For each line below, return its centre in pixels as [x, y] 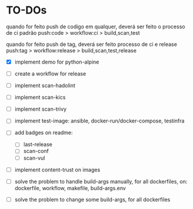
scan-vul [34, 158]
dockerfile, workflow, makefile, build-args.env [70, 188]
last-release [38, 144]
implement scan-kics [40, 97]
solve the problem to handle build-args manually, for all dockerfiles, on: [101, 181]
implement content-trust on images [57, 170]
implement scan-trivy [40, 109]
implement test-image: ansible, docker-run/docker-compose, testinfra [99, 121]
